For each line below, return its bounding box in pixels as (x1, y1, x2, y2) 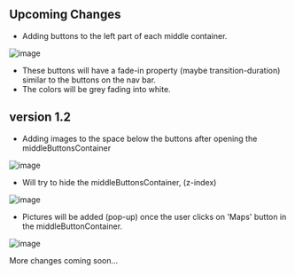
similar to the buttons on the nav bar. (21, 75, 157, 85)
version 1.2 (9, 110, 71, 125)
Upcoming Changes (9, 7, 121, 22)
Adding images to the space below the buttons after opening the (21, 133, 258, 144)
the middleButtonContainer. (21, 221, 122, 232)
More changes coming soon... (9, 255, 119, 265)
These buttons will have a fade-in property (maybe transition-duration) (21, 65, 281, 75)
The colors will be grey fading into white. (21, 83, 171, 94)
